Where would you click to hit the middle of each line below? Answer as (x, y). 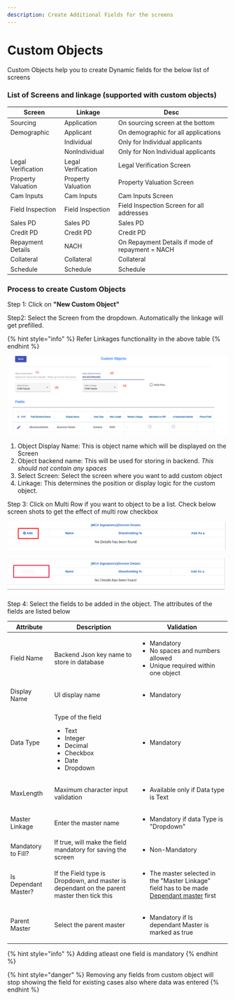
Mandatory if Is (171, 917)
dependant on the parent (90, 888)
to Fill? (20, 853)
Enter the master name (87, 823)
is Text (159, 797)
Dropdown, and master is (90, 880)
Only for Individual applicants (160, 142)
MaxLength (27, 794)
